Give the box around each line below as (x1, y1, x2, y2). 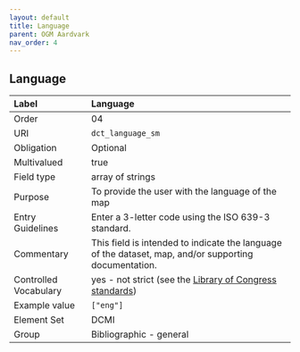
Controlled (13, 273, 58, 286)
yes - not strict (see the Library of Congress (90, 273, 277, 286)
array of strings (90, 171, 156, 183)
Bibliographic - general (90, 328, 189, 340)
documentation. (90, 259, 158, 272)
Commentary (13, 247, 69, 260)
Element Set (13, 314, 64, 326)
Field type (13, 171, 56, 183)
